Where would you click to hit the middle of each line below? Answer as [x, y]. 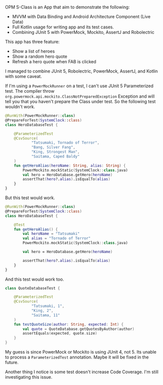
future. [12, 362]
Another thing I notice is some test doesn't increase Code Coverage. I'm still [82, 372]
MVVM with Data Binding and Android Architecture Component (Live [81, 16]
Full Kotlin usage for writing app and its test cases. [63, 27]
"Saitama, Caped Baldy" [55, 156]
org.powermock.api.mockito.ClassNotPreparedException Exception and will [80, 96]
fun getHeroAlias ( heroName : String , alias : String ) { [70, 166]
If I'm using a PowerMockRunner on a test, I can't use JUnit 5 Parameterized [79, 86]
